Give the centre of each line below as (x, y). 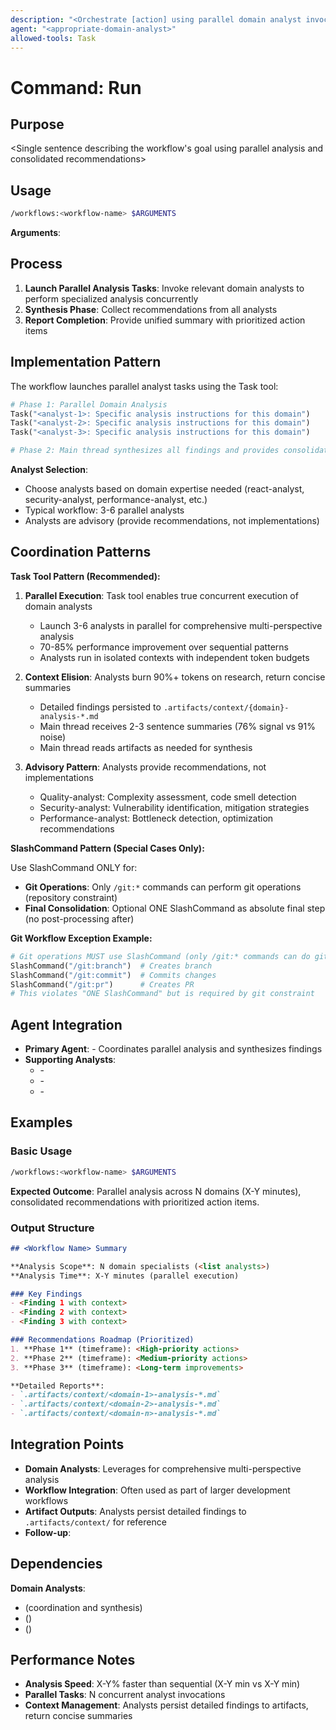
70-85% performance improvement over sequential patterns (164, 647)
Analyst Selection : (49, 470)
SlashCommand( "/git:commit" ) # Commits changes (113, 975)
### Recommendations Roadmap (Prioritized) (102, 1340)
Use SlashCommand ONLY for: (74, 867)
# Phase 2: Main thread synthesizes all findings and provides (145, 451)
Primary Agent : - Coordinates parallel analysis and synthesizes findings (173, 1049)
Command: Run (76, 87)
